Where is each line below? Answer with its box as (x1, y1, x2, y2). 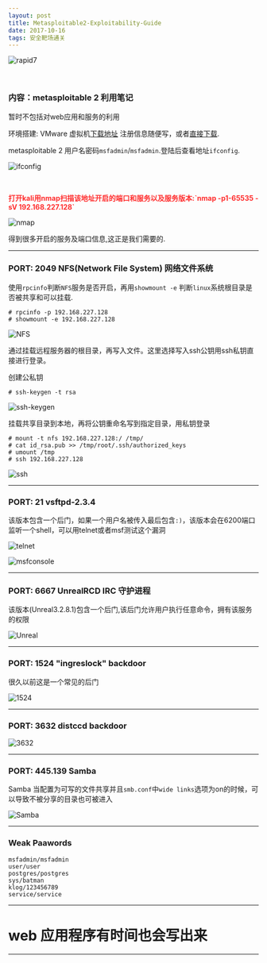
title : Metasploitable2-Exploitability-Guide (8, 19, 161, 27)
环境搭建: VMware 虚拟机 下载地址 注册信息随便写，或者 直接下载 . (8, 129, 220, 138)
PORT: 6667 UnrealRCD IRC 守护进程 (8, 585, 151, 596)
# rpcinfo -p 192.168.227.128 (8, 308, 109, 316)
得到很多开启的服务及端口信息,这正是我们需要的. (8, 233, 166, 243)
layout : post (8, 11, 52, 20)
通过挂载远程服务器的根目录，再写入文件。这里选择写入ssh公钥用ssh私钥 (8, 345, 248, 355)
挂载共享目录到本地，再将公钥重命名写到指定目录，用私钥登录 (8, 418, 211, 428)
